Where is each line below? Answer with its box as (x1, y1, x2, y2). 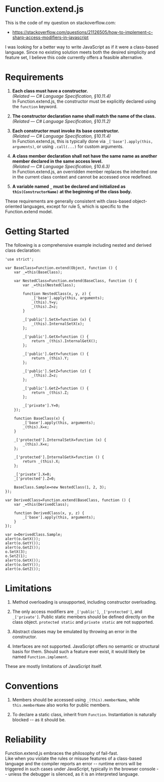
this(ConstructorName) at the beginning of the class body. (12, 188, 132, 195)
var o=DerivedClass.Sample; (5, 532, 63, 537)
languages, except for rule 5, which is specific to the (23, 203, 129, 209)
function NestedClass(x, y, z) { (23, 291, 91, 296)
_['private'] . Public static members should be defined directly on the (12, 613, 155, 620)
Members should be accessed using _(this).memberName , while (12, 696, 140, 702)
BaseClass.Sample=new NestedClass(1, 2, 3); (14, 485, 107, 490)
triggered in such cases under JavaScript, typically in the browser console (5, 766, 156, 772)
